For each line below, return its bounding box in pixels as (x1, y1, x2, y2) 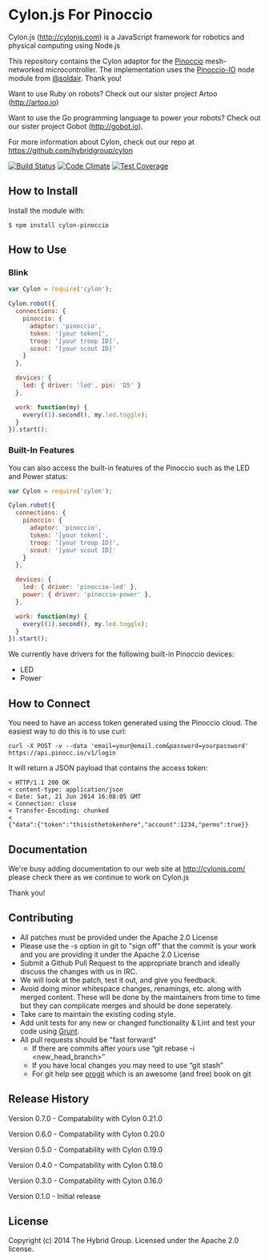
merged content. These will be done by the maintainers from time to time (19, 992, 261, 1002)
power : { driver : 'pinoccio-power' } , (22, 591, 152, 599)
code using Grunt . (19, 1026, 80, 1036)
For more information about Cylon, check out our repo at (8, 136, 195, 146)
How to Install (8, 185, 78, 198)
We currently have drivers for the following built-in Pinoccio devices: (8, 649, 235, 659)
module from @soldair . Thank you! (8, 73, 122, 83)
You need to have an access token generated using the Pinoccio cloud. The (8, 718, 258, 728)
